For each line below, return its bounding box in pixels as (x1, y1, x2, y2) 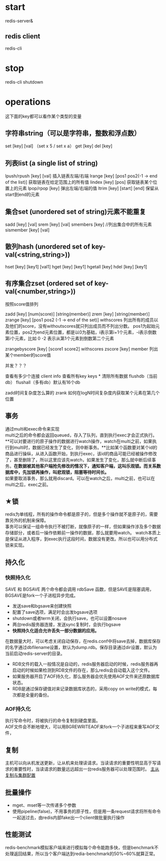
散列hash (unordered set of (5, 243, 90, 251)
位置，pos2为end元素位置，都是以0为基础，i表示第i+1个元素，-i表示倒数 (9, 329, 157, 335)
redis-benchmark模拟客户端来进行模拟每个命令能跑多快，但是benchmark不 (5, 844, 159, 850)
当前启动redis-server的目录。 (5, 650, 65, 656)
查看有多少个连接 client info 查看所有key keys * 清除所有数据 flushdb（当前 (5, 373, 158, 379)
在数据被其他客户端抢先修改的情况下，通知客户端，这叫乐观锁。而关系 (14, 463, 157, 469)
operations (5, 96, 51, 107)
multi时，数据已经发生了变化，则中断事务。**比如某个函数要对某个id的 (13, 444, 158, 450)
